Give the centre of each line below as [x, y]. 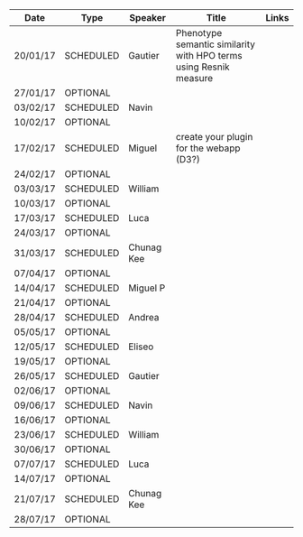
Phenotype [199, 33]
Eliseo [141, 347]
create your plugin [214, 137]
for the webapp [208, 148]
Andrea [143, 317]
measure [194, 78]
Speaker [148, 18]
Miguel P [147, 288]
